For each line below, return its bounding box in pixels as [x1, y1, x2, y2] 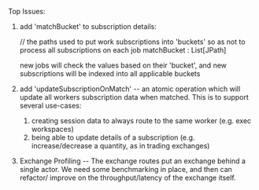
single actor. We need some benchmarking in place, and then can [19, 165, 232, 174]
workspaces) [31, 125, 74, 133]
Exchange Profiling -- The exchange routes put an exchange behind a [19, 156, 246, 166]
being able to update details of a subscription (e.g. [31, 133, 195, 142]
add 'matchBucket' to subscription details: [19, 22, 157, 31]
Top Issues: [8, 7, 46, 16]
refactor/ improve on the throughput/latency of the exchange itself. [19, 173, 236, 182]
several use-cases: [19, 101, 82, 110]
